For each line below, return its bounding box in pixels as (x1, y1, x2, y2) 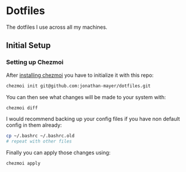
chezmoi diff (6, 104, 38, 111)
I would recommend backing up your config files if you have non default (6, 116, 180, 123)
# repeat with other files (6, 139, 72, 144)
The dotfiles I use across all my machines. (6, 23, 107, 31)
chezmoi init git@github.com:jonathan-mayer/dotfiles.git (6, 83, 151, 89)
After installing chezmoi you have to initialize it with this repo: (6, 72, 154, 79)
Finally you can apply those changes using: (6, 149, 111, 156)
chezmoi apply (6, 160, 41, 167)
